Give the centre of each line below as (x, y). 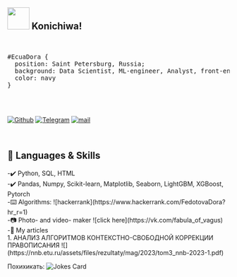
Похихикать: (26, 266)
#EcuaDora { (28, 57)
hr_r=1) (18, 212)
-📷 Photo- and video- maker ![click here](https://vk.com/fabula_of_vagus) (115, 220)
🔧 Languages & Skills (54, 156)
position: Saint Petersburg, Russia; (80, 64)
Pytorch (19, 194)
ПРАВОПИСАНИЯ (34, 245)
